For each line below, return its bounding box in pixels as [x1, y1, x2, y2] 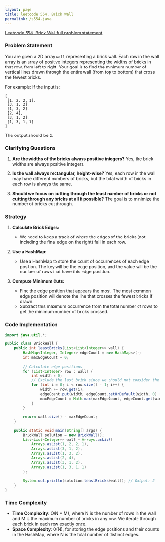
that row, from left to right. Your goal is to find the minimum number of [5, 64, 147, 69]
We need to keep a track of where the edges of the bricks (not [19, 234, 146, 240]
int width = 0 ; [31, 373, 63, 378]
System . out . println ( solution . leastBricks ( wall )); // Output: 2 [23, 478, 155, 483]
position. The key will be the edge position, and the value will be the [19, 264, 157, 270]
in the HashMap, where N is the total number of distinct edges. [12, 531, 139, 537]
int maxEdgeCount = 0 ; [23, 355, 69, 360]
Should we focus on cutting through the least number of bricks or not [12, 190, 157, 196]
